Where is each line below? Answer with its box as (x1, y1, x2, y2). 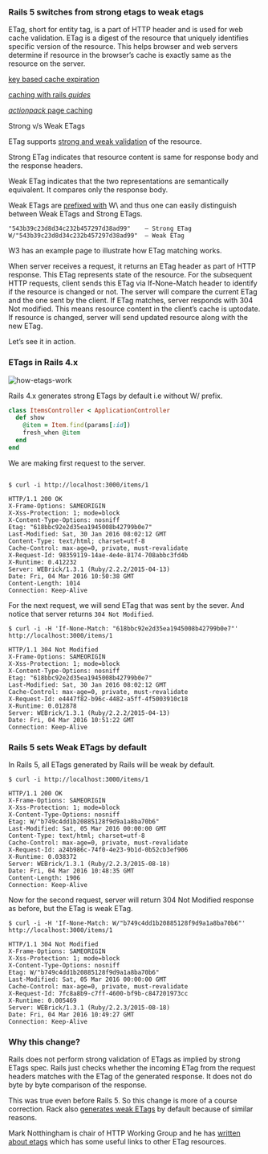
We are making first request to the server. (8, 458, 146, 468)
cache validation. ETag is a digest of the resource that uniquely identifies (8, 33, 249, 43)
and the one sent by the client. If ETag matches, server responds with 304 (8, 296, 254, 306)
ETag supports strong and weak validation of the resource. (8, 137, 202, 146)
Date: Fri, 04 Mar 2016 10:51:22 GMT (8, 716, 135, 724)
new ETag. (8, 321, 43, 331)
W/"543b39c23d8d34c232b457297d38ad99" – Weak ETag (8, 232, 185, 240)
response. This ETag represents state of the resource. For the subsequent (8, 270, 253, 280)
